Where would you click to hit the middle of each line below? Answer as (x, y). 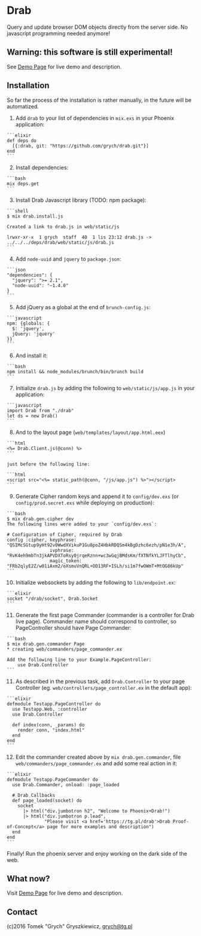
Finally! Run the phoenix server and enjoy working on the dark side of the (97, 853)
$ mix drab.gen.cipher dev (40, 519)
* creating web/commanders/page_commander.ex (64, 649)
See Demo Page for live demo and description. (64, 67)
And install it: (31, 355)
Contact (22, 912)
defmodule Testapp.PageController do (54, 704)
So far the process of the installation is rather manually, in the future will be (99, 100)
